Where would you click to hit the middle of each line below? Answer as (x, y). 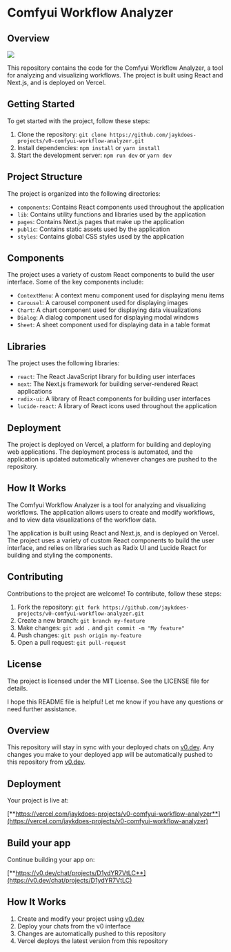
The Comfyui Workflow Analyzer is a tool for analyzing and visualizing (107, 505)
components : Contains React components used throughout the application (121, 207)
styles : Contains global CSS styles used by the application (101, 236)
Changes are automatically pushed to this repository (91, 933)
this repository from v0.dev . (47, 762)
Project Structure (45, 177)
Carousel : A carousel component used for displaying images (102, 303)
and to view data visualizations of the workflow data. (82, 520)
